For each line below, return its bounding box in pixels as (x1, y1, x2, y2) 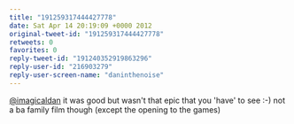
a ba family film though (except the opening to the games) (9, 104, 221, 115)
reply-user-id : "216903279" (9, 63, 113, 72)
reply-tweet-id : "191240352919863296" (9, 54, 152, 63)
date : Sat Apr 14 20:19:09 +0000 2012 (9, 21, 152, 30)
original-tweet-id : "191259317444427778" (9, 29, 165, 38)
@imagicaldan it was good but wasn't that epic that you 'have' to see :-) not (9, 95, 286, 105)
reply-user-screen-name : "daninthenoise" (9, 71, 165, 80)
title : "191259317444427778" (9, 12, 117, 22)
